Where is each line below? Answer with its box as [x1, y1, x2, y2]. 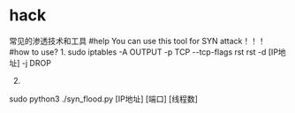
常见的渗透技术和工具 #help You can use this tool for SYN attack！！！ [9, 35, 267, 46]
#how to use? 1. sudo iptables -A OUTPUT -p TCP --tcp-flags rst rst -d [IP [9, 46, 279, 57]
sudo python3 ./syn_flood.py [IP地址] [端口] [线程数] [9, 94, 199, 104]
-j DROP [21, 57, 51, 68]
